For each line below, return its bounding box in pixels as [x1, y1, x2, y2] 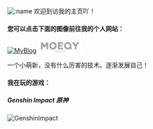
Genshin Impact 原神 [7, 95, 69, 104]
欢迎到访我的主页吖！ [34, 7, 96, 15]
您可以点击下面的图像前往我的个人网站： [7, 24, 124, 33]
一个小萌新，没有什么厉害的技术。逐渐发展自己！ [7, 61, 149, 69]
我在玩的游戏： [7, 78, 51, 86]
